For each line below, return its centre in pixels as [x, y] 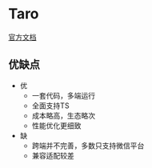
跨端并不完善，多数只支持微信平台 [88, 146]
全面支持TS [50, 106]
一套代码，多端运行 [64, 95]
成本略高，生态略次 [64, 115]
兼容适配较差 [53, 155]
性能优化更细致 [56, 126]
